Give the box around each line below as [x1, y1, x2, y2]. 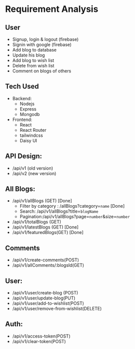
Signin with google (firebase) [12, 42, 72, 48]
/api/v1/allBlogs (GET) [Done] [12, 198, 72, 204]
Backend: [12, 95, 32, 101]
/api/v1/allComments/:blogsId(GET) [12, 262, 84, 268]
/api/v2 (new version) [12, 170, 57, 176]
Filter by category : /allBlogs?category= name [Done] [19, 203, 125, 209]
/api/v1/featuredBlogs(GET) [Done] [12, 230, 83, 235]
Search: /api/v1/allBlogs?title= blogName [19, 208, 98, 214]
